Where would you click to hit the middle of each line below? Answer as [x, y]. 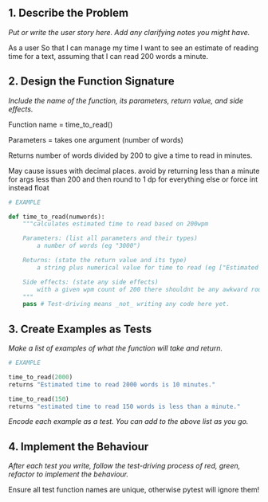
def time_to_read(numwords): [57, 217]
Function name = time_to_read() [61, 124]
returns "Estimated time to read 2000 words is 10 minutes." [112, 384]
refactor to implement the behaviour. [69, 474]
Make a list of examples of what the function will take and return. [116, 348]
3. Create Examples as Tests [80, 329]
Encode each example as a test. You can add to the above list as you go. [128, 422]
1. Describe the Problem [69, 13]
